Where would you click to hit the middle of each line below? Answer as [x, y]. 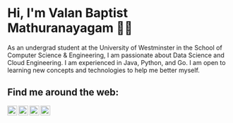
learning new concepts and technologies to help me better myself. [103, 70]
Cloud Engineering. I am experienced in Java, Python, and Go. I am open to [116, 62]
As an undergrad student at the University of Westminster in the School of [115, 47]
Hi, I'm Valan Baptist [68, 13]
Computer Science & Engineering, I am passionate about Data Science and [116, 55]
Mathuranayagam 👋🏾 [70, 28]
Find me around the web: [63, 92]
